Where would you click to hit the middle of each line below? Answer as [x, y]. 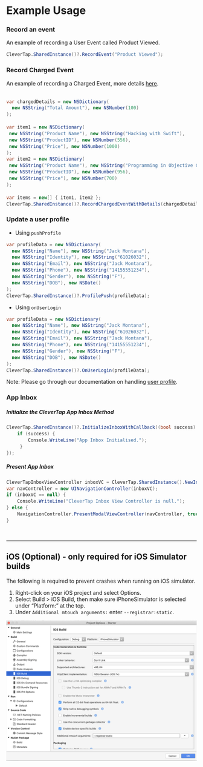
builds [18, 567]
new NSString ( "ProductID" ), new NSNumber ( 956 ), [70, 172]
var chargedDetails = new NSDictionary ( [58, 102]
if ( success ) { [36, 434]
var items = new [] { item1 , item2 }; [54, 198]
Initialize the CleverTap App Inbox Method [60, 412]
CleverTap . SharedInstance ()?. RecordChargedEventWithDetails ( [85, 204]
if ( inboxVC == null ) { [36, 495]
